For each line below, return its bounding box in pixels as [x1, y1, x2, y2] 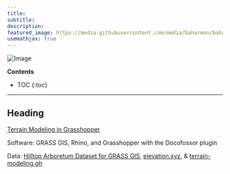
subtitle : [7, 16, 36, 23]
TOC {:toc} [16, 81, 48, 89]
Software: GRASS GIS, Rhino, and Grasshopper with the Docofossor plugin [7, 138, 218, 147]
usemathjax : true [7, 36, 57, 42]
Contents [7, 68, 34, 76]
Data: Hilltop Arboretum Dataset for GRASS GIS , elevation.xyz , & [7, 151, 188, 160]
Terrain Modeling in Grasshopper [7, 125, 101, 134]
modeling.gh [7, 159, 42, 167]
